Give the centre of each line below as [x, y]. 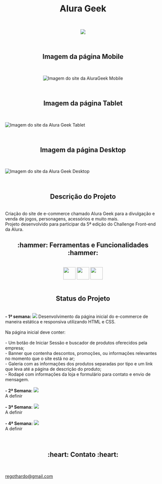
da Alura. [14, 229]
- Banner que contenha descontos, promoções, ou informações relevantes [81, 353]
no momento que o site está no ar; [40, 358]
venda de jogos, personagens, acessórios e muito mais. [62, 219]
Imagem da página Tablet [83, 104]
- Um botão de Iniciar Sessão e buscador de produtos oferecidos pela [76, 343]
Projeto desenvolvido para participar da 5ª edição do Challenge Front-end [81, 224]
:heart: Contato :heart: [83, 455]
